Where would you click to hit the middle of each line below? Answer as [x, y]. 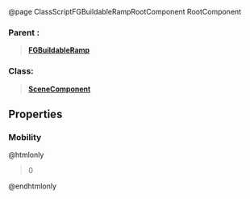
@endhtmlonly [33, 186]
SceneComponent [59, 89]
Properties [35, 114]
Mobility [25, 137]
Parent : [24, 32]
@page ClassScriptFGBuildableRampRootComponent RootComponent [125, 12]
